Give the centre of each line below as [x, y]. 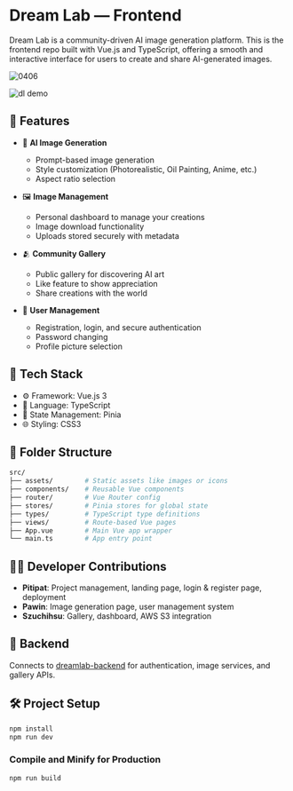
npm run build [36, 778]
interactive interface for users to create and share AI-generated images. [141, 59]
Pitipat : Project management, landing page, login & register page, [142, 588]
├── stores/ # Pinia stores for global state [109, 506]
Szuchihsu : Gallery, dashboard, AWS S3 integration [117, 616]
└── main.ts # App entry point [81, 539]
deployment [44, 597]
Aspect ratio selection [75, 178]
